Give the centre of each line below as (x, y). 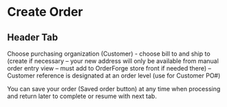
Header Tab (33, 37)
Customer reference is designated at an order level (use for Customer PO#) (114, 75)
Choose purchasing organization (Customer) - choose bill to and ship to (109, 53)
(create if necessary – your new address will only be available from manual (113, 61)
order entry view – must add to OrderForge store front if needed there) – (109, 68)
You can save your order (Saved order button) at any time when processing (114, 89)
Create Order (45, 12)
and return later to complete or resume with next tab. (82, 96)
